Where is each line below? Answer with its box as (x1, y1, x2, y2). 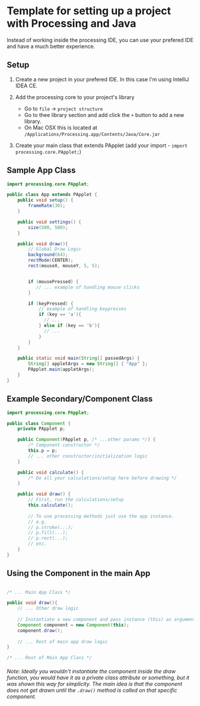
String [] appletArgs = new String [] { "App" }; (28, 361, 148, 367)
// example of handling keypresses (38, 306, 127, 312)
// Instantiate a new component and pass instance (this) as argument (17, 616, 196, 623)
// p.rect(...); (28, 536, 68, 542)
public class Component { (7, 420, 71, 426)
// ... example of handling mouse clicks (36, 284, 140, 290)
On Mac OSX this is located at (24, 124, 97, 131)
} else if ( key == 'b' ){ (38, 322, 100, 329)
